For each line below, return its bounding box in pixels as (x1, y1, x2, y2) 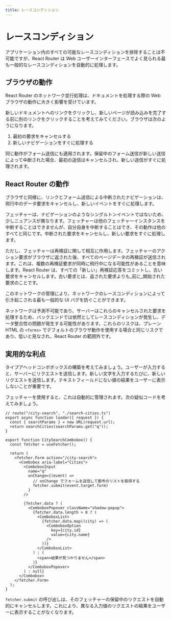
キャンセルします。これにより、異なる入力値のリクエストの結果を (14, 603, 152, 609)
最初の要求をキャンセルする (12, 133, 71, 139)
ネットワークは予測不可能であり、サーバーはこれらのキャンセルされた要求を (5, 308, 166, 314)
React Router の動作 (5, 180, 69, 188)
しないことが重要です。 (5, 383, 55, 389)
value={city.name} (51, 532, 90, 537)
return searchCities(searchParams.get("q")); (10, 424, 109, 429)
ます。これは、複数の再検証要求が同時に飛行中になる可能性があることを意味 (5, 261, 166, 267)
